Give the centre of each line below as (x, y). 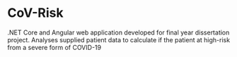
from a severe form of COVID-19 (54, 47)
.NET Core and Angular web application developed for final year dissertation (118, 32)
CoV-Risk (35, 13)
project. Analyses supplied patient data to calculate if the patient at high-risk (119, 39)
